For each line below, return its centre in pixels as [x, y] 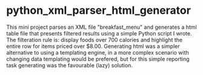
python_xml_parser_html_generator [98, 10]
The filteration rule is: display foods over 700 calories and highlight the [95, 40]
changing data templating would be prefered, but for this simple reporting [98, 59]
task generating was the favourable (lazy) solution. [70, 65]
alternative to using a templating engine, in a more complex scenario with [98, 52]
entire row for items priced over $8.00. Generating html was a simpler [93, 46]
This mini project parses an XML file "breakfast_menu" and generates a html [101, 27]
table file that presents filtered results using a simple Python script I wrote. [99, 33]
